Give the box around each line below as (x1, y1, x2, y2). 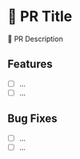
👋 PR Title (7, 7, 73, 26)
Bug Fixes (7, 112, 58, 126)
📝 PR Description (7, 34, 63, 44)
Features (7, 57, 53, 71)
